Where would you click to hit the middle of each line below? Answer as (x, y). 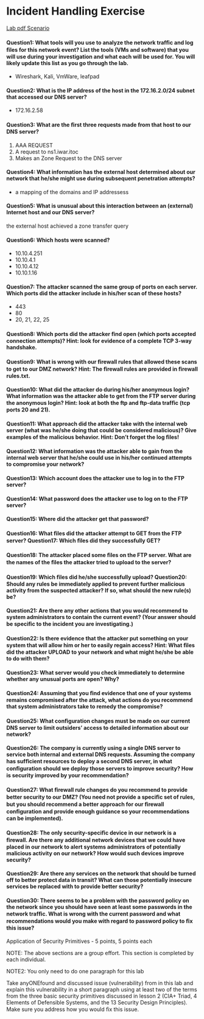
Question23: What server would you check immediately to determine (96, 672)
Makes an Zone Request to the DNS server (69, 158)
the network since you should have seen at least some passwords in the (99, 907)
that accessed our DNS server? (47, 97)
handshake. (22, 347)
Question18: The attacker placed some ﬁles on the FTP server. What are (99, 555)
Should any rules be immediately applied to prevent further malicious (96, 584)
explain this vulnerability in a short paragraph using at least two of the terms (102, 990)
